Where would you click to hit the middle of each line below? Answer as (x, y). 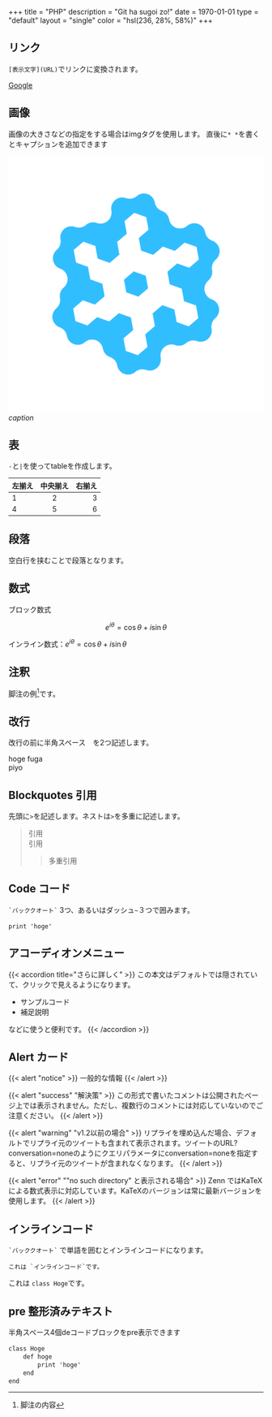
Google (21, 85)
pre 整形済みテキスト (61, 1311)
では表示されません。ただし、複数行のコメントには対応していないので (139, 1106)
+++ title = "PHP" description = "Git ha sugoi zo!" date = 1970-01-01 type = (134, 12)
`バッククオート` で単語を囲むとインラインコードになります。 (108, 1251)
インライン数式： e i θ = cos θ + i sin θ (68, 643)
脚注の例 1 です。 (34, 693)
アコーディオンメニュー (66, 953)
